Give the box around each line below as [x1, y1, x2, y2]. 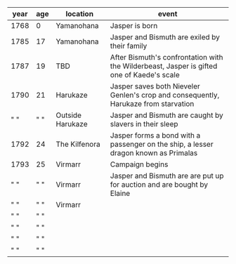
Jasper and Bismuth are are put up [110, 171, 224, 180]
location [65, 9, 93, 18]
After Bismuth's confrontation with [110, 53, 223, 62]
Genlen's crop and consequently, [110, 91, 220, 100]
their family [110, 41, 147, 51]
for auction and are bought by [110, 180, 209, 189]
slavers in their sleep [110, 119, 178, 128]
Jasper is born [110, 21, 158, 30]
